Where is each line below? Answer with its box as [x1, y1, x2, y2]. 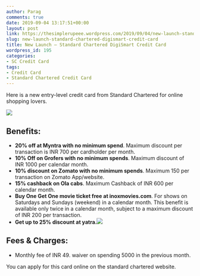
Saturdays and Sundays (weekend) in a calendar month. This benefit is [14, 199, 189, 206]
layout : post [6, 25, 39, 32]
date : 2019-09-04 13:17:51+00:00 [6, 20, 89, 26]
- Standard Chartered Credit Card [6, 75, 92, 81]
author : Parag [6, 8, 42, 15]
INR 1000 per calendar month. [14, 161, 89, 168]
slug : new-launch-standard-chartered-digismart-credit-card [6, 36, 159, 42]
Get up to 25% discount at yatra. [14, 218, 97, 225]
